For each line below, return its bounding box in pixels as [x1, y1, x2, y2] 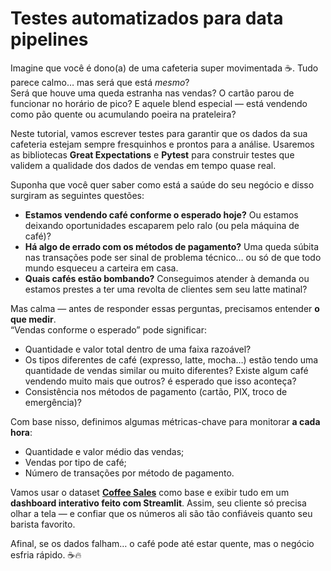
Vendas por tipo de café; [24, 456, 127, 468]
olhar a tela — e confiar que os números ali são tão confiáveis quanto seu [10, 507, 313, 519]
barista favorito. [10, 518, 76, 530]
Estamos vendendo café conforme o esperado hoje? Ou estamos [24, 208, 299, 221]
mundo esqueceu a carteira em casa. [24, 262, 179, 274]
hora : [10, 426, 33, 438]
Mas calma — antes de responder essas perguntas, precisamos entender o [10, 302, 320, 314]
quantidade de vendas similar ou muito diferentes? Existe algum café [24, 364, 309, 376]
